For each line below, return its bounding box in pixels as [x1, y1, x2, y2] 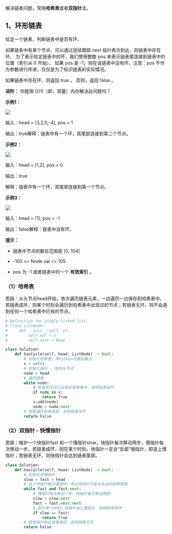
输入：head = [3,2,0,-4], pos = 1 [5, 119, 73, 125]
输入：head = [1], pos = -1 [5, 215, 60, 221]
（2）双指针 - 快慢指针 [5, 427, 61, 434]
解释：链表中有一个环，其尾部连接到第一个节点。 [5, 183, 109, 189]
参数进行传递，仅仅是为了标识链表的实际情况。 [9, 66, 109, 72]
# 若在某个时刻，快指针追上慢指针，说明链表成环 [32, 505, 122, 510]
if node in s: [32, 390, 63, 395]
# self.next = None [5, 337, 66, 343]
